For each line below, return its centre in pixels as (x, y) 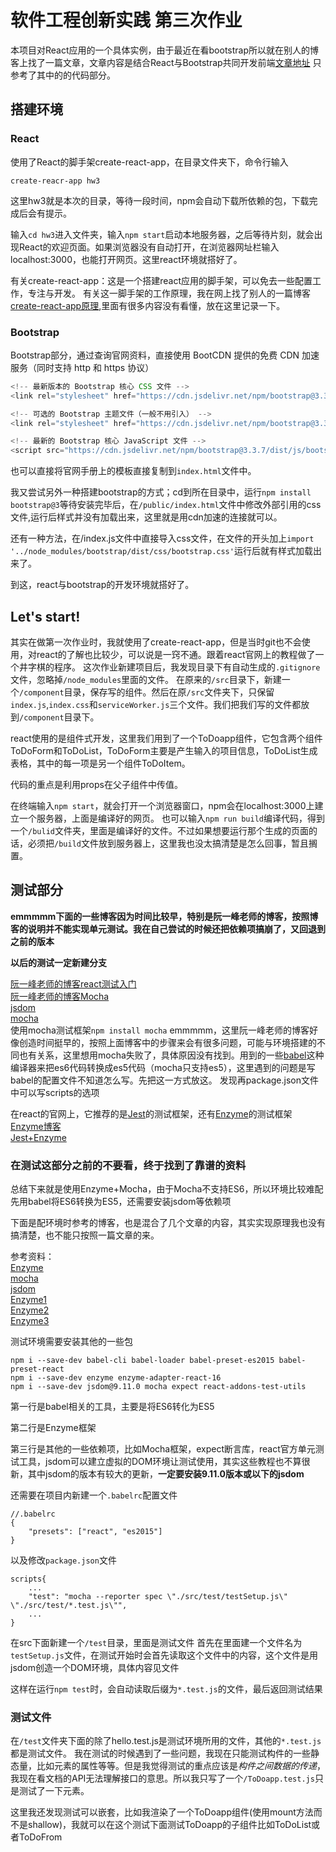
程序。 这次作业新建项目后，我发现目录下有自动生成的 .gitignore (187, 667)
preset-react (37, 1369)
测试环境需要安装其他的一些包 (71, 1342)
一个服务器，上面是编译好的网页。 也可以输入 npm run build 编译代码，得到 (172, 818)
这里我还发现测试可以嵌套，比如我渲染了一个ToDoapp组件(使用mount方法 (162, 1812)
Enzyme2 (30, 1310)
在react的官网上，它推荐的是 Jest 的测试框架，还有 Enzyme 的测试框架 (151, 1113)
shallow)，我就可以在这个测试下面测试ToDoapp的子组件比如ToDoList (169, 1825)
